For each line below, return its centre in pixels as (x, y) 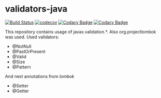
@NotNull (22, 46)
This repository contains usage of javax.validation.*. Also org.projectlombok (80, 32)
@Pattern (22, 67)
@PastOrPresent (29, 51)
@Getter (20, 91)
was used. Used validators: (32, 37)
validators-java (36, 9)
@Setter (20, 85)
